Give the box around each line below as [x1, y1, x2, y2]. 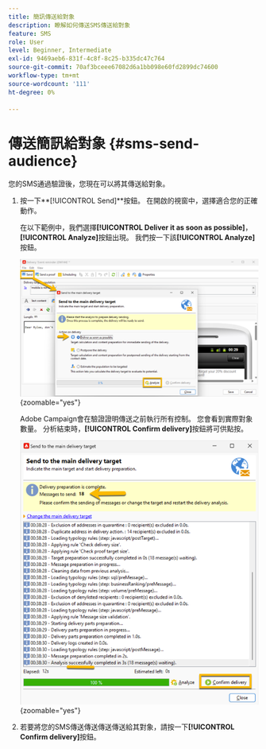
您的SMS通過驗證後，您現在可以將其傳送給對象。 [8, 179, 170, 188]
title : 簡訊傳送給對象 [8, 13, 75, 21]
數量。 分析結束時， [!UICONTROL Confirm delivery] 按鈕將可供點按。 [19, 424, 249, 433]
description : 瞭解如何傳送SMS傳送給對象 [8, 21, 131, 29]
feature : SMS [8, 29, 52, 37]
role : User [8, 38, 44, 46]
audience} [8, 152, 78, 170]
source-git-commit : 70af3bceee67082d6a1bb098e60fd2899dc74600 [8, 64, 218, 72]
